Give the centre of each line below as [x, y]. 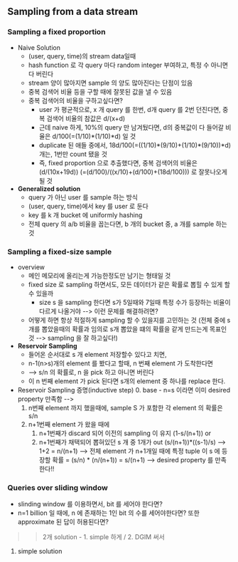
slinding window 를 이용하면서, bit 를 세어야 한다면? [90, 504]
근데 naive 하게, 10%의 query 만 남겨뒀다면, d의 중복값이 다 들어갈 [131, 127]
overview [31, 267]
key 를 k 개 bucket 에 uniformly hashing [85, 215]
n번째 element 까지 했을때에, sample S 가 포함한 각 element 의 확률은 [125, 407]
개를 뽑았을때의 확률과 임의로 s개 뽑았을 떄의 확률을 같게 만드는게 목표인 [128, 329]
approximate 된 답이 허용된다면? [63, 522]
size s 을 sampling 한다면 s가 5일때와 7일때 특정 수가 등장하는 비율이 [135, 302]
